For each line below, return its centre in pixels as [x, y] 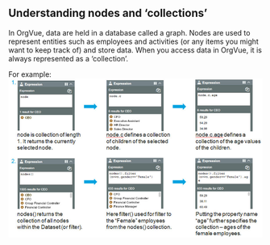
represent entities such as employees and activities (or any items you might [134, 41]
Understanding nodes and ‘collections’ [108, 13]
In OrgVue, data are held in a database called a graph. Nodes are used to [129, 32]
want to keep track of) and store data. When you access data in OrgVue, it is [135, 50]
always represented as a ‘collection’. [69, 58]
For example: [30, 74]
